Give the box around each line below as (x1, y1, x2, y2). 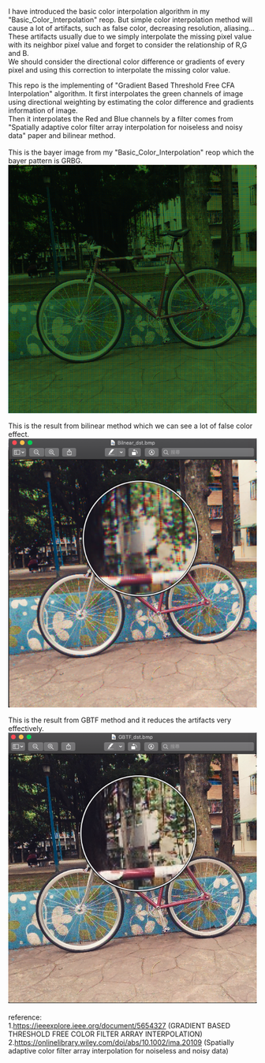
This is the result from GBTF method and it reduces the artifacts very (8, 715, 231, 725)
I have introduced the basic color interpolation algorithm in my (8, 7, 211, 16)
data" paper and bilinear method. (8, 131, 116, 140)
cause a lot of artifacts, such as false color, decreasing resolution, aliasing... (8, 24, 255, 32)
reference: (8, 1013, 42, 1022)
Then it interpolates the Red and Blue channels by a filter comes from (8, 114, 233, 123)
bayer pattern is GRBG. (8, 156, 83, 165)
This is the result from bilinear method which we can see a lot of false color (8, 421, 253, 431)
